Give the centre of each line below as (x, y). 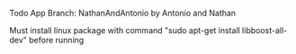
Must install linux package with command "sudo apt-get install (125, 30)
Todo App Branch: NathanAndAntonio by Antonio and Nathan (123, 13)
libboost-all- (265, 30)
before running (56, 40)
